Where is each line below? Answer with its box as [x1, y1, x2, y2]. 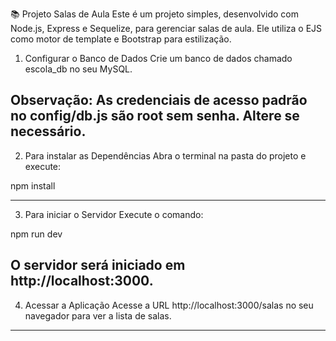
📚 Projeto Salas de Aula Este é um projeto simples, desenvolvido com [10, 8, 299, 20]
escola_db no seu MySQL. [24, 63, 133, 75]
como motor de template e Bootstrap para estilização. [10, 33, 232, 45]
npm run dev [10, 228, 63, 240]
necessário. [10, 123, 87, 140]
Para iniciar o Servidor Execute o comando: [24, 208, 204, 220]
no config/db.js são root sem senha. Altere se [10, 108, 300, 125]
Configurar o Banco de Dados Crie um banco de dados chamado [24, 53, 293, 64]
